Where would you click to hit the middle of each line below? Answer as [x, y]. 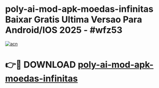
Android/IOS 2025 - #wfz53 [64, 30]
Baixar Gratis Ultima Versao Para [74, 20]
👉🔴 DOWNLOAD [40, 65]
